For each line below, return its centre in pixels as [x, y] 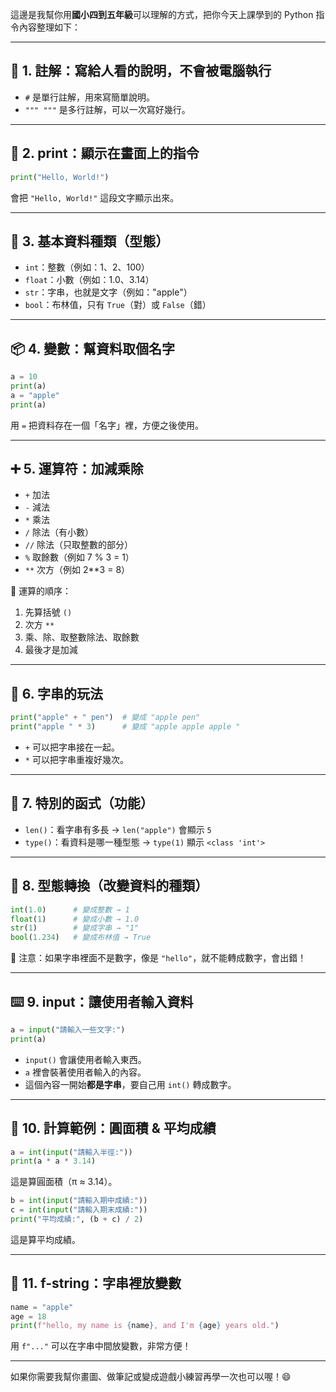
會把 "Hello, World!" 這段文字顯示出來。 [95, 197]
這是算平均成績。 [45, 1239]
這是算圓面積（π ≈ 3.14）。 [64, 1182]
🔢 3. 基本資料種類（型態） [90, 241]
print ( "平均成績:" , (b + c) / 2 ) [77, 1219]
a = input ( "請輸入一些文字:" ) [68, 1029]
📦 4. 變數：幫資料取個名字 [92, 348]
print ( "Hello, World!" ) [60, 177]
